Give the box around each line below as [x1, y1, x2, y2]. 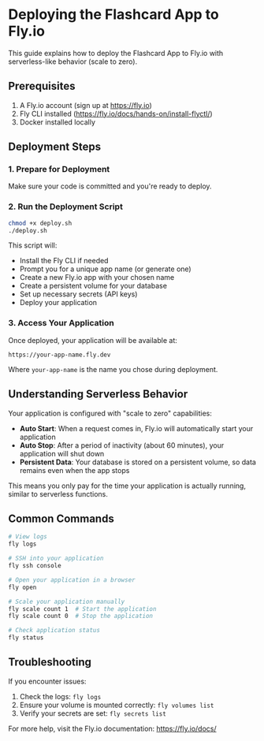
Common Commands [8, 512, 114, 525]
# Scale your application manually [8, 598, 125, 605]
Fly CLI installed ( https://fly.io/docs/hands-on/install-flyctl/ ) [19, 109, 213, 118]
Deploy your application [19, 298, 97, 307]
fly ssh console [8, 562, 61, 570]
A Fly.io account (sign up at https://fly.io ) [19, 100, 152, 110]
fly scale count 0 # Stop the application [8, 613, 154, 620]
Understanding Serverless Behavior [8, 388, 188, 401]
